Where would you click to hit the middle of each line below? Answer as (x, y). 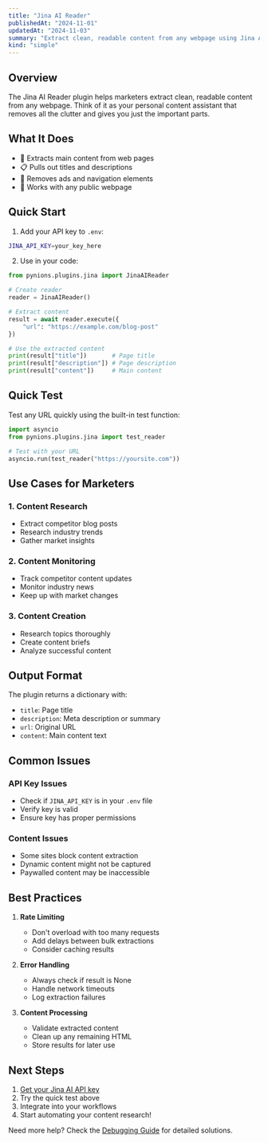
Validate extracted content (75, 1028)
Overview (33, 78)
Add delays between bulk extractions (93, 941)
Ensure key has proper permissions (78, 818)
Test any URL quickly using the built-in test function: (95, 415)
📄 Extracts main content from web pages (87, 158)
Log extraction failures (69, 997)
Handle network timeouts (73, 989)
